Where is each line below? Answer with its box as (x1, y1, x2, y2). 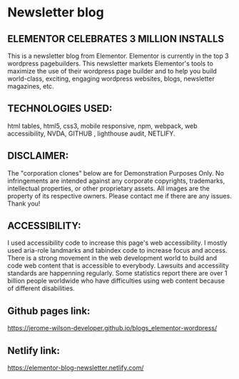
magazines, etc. (7, 82, 55, 90)
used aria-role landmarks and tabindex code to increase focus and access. (7, 246, 228, 255)
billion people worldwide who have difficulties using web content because (7, 276, 225, 285)
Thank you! (7, 199, 41, 208)
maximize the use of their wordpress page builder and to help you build (7, 67, 217, 75)
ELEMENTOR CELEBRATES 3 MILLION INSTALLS (7, 33, 225, 45)
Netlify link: (7, 344, 61, 357)
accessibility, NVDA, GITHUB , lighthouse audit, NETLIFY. (7, 129, 176, 138)
